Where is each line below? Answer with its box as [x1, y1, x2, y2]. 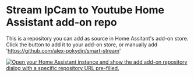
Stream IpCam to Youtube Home [6, 3, 165, 17]
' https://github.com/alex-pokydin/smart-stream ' [6, 47, 121, 54]
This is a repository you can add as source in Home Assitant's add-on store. [6, 35, 189, 42]
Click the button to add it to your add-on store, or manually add [6, 41, 158, 48]
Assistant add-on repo [6, 16, 118, 29]
